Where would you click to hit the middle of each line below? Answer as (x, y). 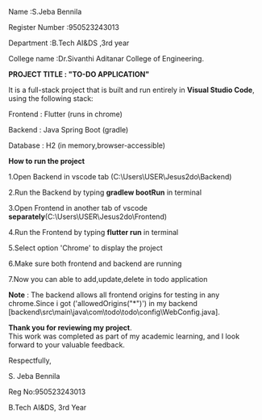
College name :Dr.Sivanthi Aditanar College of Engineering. (106, 59)
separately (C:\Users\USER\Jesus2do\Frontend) (88, 216)
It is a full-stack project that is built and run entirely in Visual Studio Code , (132, 90)
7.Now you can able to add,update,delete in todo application (108, 279)
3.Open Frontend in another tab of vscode (78, 208)
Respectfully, (30, 360)
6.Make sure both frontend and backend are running (95, 263)
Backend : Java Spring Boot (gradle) (69, 130)
